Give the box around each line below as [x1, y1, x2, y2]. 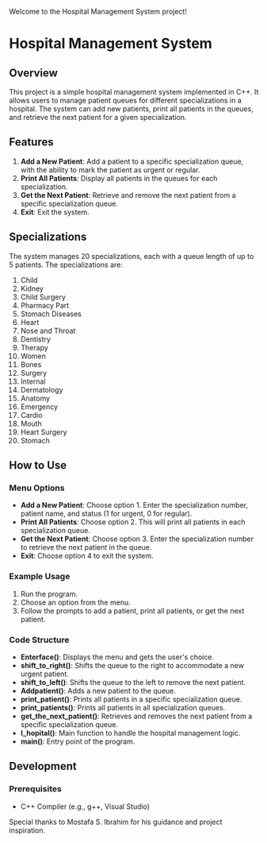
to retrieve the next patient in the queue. [20, 543, 152, 552]
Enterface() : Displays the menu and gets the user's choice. [20, 652, 215, 662]
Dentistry [20, 334, 51, 344]
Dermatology [20, 385, 63, 394]
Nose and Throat [20, 326, 76, 335]
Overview [9, 66, 59, 79]
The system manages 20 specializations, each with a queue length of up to [9, 251, 254, 261]
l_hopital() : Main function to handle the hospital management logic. [20, 728, 241, 737]
